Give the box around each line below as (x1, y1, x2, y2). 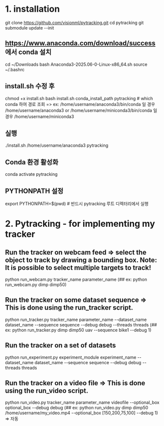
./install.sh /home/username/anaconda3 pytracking (5, 142, 109, 148)
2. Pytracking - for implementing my (5, 218, 155, 229)
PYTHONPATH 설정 (5, 186, 64, 195)
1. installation (5, 3, 60, 15)
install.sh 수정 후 (5, 82, 55, 90)
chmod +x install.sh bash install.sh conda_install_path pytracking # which (5, 95, 153, 101)
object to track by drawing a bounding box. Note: (5, 256, 158, 264)
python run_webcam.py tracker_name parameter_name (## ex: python (5, 276, 147, 282)
